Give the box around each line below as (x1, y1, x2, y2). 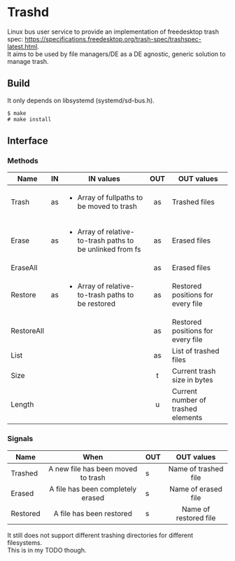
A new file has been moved (48, 464, 138, 473)
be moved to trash (77, 201, 138, 211)
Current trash (171, 366, 216, 376)
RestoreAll (10, 326, 44, 336)
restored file (176, 513, 216, 522)
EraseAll (10, 263, 38, 273)
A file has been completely (49, 484, 137, 494)
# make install (7, 116, 52, 123)
